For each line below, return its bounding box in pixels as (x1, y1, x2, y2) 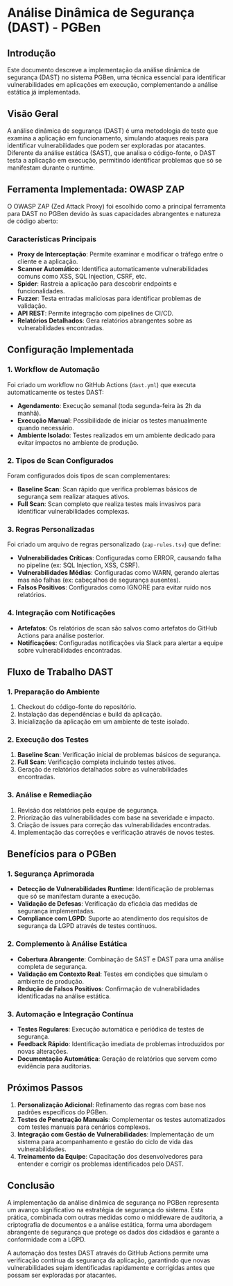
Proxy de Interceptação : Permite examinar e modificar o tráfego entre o (17, 250, 224, 258)
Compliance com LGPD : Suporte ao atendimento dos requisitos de (17, 914, 208, 922)
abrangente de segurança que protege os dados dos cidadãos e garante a (7, 1228, 220, 1236)
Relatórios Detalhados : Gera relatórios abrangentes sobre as (17, 316, 193, 325)
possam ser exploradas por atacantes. (7, 1271, 117, 1279)
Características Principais (7, 234, 97, 244)
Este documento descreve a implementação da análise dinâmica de (7, 66, 200, 74)
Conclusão (7, 1180, 55, 1191)
